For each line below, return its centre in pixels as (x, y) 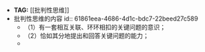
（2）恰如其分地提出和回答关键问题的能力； (87, 36)
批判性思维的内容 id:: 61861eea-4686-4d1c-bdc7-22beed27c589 (106, 18)
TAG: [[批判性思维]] (41, 10)
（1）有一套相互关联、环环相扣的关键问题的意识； (95, 27)
